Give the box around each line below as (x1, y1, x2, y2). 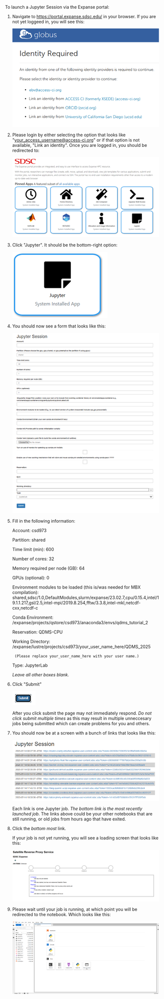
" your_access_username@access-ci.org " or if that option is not (12, 137, 140, 143)
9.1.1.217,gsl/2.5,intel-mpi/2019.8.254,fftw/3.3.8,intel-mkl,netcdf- (12, 600, 141, 606)
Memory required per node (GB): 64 (12, 566, 85, 571)
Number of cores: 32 (12, 556, 55, 562)
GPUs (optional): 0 (12, 575, 50, 581)
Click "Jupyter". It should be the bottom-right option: (12, 242, 118, 248)
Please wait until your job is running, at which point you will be (12, 906, 138, 912)
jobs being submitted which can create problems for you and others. (12, 721, 150, 727)
